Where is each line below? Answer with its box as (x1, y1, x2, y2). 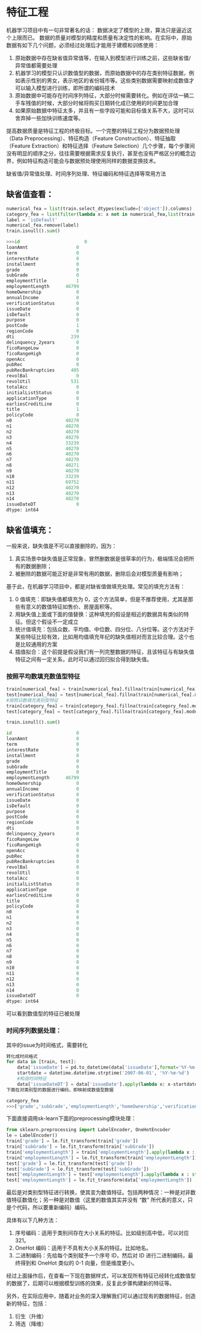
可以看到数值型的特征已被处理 (6, 1010, 80, 1017)
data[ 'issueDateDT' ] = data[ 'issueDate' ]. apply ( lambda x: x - (17, 1081, 173, 1087)
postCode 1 (6, 323, 79, 329)
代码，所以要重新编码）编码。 (16, 1204, 91, 1211)
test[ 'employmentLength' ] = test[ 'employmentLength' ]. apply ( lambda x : (6, 1171, 189, 1178)
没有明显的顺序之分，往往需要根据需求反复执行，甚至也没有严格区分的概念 (6, 150, 191, 157)
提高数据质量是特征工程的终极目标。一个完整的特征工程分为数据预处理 (6, 127, 180, 134)
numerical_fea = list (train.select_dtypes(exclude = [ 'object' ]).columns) (6, 206, 192, 212)
